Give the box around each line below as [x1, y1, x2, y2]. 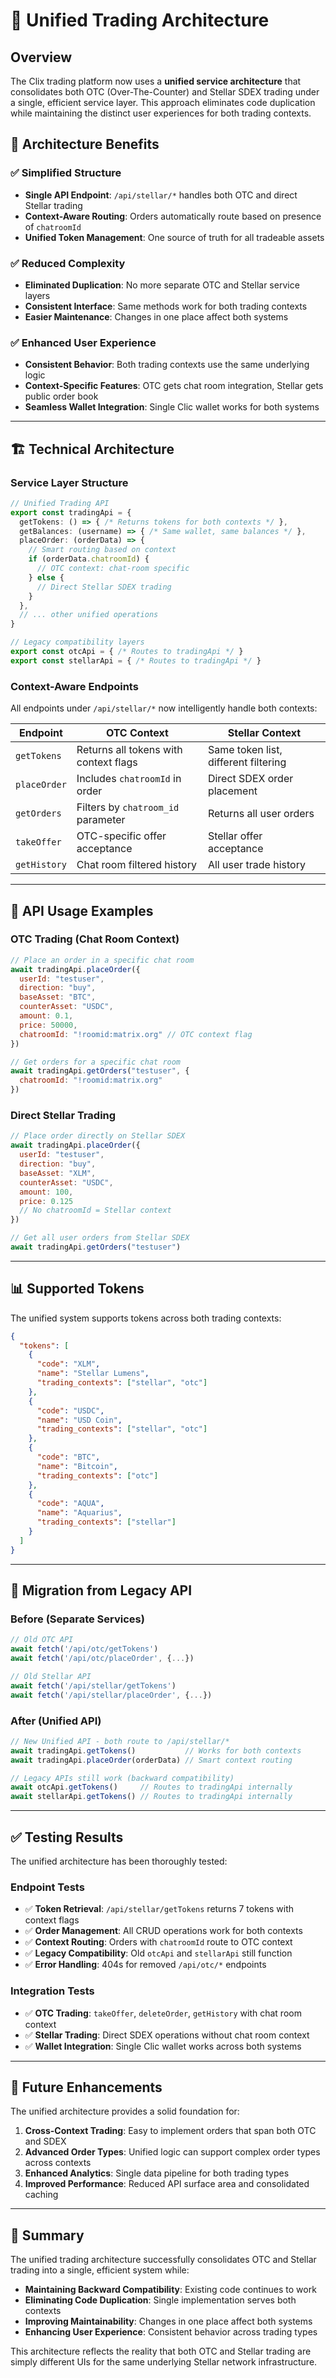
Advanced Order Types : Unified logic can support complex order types [24, 2146, 321, 2158]
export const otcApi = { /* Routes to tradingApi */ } [10, 647, 244, 657]
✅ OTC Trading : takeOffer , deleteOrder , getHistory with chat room [24, 2007, 302, 2019]
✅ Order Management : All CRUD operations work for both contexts [24, 1925, 303, 1937]
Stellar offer [207, 829, 263, 843]
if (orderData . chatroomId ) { [28, 554, 150, 564]
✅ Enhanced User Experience [10, 335, 157, 349]
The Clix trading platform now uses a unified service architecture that [10, 75, 302, 87]
